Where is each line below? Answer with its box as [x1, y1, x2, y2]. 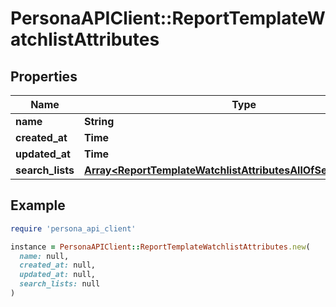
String [83, 115, 115, 128]
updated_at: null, [19, 270, 97, 280]
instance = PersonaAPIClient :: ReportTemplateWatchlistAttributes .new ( [10, 242, 311, 252]
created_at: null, [19, 260, 97, 271]
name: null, [19, 251, 70, 261]
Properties [10, 68, 78, 85]
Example [10, 197, 66, 214]
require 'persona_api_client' [10, 223, 137, 234]
